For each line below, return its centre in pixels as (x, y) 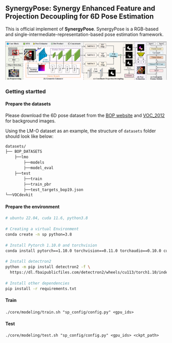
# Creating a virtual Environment (42, 229)
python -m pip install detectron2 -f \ (48, 267)
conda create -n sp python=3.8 (39, 234)
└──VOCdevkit (19, 195)
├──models (34, 163)
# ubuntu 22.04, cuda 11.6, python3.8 (47, 218)
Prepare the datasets (28, 104)
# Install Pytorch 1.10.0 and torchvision (51, 245)
